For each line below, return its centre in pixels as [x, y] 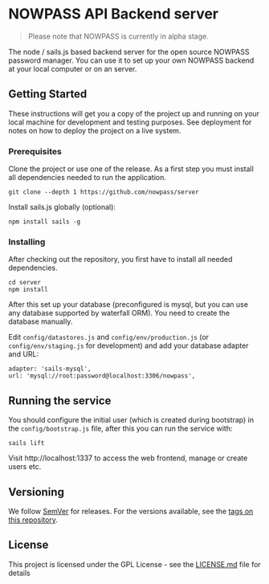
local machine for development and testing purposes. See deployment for [130, 122]
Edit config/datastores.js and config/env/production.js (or [109, 337]
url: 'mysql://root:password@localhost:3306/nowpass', [102, 376]
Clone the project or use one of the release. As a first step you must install [131, 169]
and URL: [24, 354]
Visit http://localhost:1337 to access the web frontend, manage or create [128, 458]
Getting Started [48, 94]
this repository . [33, 520]
